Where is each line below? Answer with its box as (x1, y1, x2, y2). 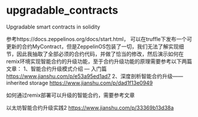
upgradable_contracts (6, 4, 119, 17)
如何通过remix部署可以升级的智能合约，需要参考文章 (6, 91, 135, 99)
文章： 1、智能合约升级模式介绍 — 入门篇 (6, 65, 107, 72)
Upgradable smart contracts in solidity (6, 23, 100, 30)
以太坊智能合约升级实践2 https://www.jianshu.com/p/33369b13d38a (6, 104, 174, 111)
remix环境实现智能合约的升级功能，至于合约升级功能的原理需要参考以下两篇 (6, 58, 193, 65)
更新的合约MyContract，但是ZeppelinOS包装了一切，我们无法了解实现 (6, 43, 179, 50)
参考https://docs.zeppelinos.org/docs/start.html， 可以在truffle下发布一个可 (6, 35, 193, 42)
